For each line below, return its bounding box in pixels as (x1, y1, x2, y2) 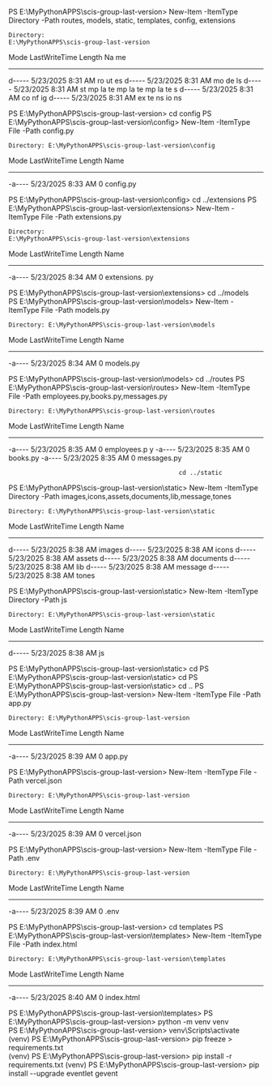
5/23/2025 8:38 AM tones (8, 571, 96, 580)
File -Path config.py (8, 126, 74, 135)
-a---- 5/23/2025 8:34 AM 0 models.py (8, 358, 140, 368)
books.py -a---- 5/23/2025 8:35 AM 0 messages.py (8, 453, 182, 463)
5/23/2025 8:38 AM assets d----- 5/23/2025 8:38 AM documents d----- (8, 554, 251, 562)
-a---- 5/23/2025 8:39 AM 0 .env (8, 907, 120, 916)
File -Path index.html (8, 939, 78, 949)
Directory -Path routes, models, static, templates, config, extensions (8, 15, 236, 25)
